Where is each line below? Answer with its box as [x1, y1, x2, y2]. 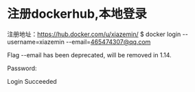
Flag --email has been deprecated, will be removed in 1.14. [7, 50, 172, 59]
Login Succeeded [7, 77, 57, 85]
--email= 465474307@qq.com [66, 37, 151, 46]
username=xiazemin [7, 37, 65, 46]
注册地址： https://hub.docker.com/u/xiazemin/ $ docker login [7, 30, 181, 38]
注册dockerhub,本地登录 [7, 6, 148, 22]
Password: [7, 64, 37, 72]
